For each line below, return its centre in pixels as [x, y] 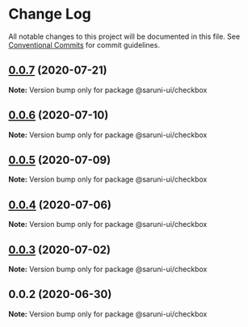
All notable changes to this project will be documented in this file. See [124, 36]
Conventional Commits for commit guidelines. [84, 44]
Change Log [50, 14]
